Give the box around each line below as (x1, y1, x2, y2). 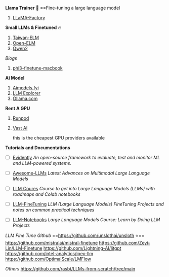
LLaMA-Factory (12, 15, 46, 20)
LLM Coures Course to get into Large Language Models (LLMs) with (12, 186, 155, 192)
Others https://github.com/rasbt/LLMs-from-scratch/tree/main (5, 266, 136, 272)
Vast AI (12, 125, 28, 131)
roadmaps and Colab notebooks (12, 191, 81, 197)
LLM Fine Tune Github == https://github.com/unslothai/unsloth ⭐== (5, 232, 145, 238)
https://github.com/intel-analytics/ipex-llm (5, 251, 94, 257)
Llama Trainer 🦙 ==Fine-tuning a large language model (5, 5, 120, 11)
